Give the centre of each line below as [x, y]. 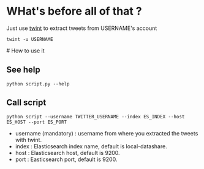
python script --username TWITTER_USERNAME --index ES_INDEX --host [96, 117]
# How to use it [25, 51]
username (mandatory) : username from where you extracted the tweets [107, 133]
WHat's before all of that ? [74, 11]
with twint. [28, 140]
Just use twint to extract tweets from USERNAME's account [82, 28]
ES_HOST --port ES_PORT [37, 122]
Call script [26, 103]
